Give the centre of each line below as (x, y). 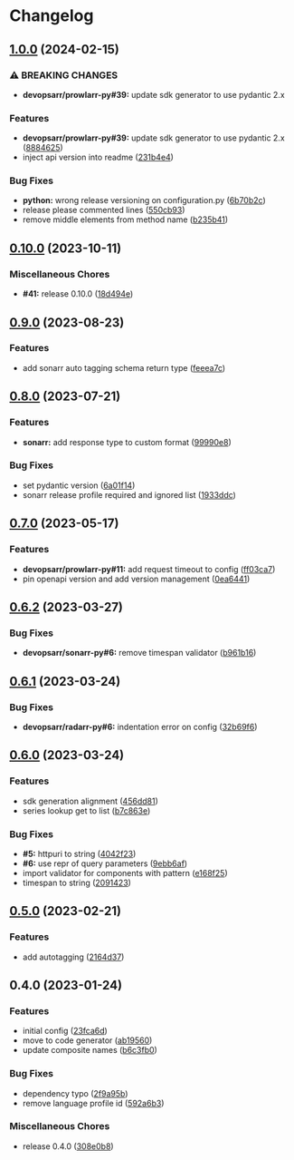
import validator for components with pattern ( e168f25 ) (125, 872)
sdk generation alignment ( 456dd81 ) (90, 801)
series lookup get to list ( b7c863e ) (86, 810)
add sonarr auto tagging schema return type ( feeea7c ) (124, 367)
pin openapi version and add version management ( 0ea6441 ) (136, 579)
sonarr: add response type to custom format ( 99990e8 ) (127, 442)
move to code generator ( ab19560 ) (87, 1040)
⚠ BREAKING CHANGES (64, 75)
